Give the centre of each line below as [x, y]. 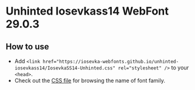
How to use [27, 47]
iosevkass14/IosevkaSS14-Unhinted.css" [65, 68]
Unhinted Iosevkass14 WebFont [87, 11]
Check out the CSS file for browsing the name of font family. [90, 81]
